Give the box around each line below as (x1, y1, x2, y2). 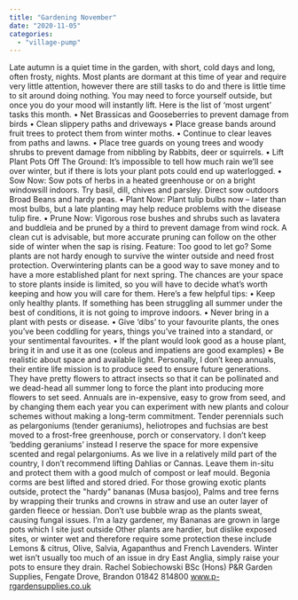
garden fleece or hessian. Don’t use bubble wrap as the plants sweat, (9, 505, 263, 516)
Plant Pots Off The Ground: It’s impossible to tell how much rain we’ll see (9, 156, 274, 167)
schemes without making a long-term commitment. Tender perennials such (9, 411, 284, 422)
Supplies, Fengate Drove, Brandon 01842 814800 (9, 572, 189, 582)
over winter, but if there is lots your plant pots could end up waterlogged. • (9, 166, 282, 177)
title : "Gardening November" (9, 12, 117, 22)
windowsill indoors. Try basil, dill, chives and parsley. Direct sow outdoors (9, 185, 279, 195)
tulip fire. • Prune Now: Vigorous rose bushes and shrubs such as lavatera (9, 213, 280, 224)
